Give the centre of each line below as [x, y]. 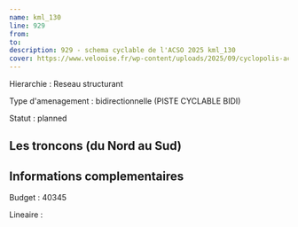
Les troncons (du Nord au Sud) [95, 146]
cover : [21, 59]
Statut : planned [38, 118]
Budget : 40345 [38, 198]
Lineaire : [26, 215]
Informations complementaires [97, 176]
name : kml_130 [35, 17]
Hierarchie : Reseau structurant [66, 84]
